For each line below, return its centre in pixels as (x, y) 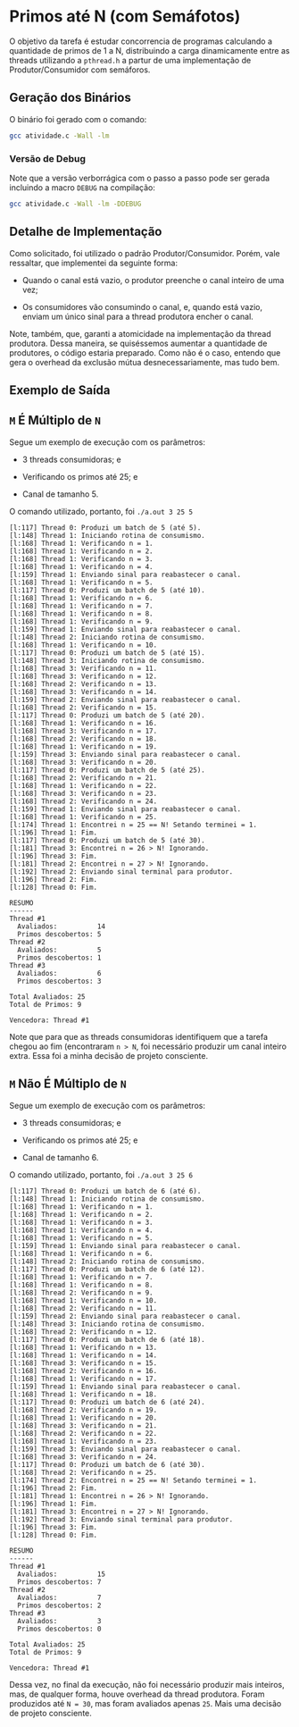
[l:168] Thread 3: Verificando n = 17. (83, 731)
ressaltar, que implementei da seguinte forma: (94, 263)
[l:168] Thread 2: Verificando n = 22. (83, 1433)
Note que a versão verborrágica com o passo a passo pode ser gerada (140, 178)
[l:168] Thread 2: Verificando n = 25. (83, 1472)
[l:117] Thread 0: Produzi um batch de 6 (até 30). (107, 1464)
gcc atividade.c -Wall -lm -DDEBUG (75, 204)
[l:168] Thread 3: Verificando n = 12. (83, 676)
